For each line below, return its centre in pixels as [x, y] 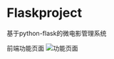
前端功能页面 [25, 48]
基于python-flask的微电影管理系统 [57, 33]
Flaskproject [45, 13]
